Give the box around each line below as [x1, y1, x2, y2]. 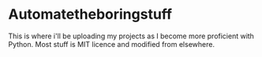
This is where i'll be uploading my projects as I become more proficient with [8, 31, 255, 41]
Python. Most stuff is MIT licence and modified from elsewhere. [8, 39, 215, 48]
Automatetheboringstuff [8, 5, 172, 23]
